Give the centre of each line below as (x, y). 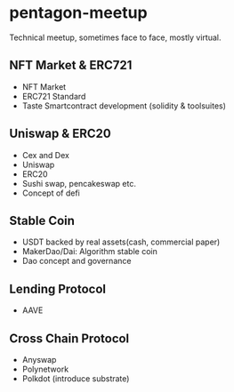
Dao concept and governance (77, 261)
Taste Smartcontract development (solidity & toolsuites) (124, 106)
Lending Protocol (58, 288)
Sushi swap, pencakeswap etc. (79, 183)
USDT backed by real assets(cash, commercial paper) (121, 242)
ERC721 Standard (54, 96)
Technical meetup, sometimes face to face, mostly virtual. (115, 37)
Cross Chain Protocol (69, 338)
